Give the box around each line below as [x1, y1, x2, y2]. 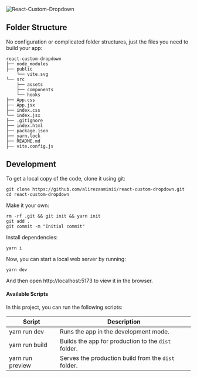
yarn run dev [9, 327, 44, 335]
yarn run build [9, 341, 47, 349]
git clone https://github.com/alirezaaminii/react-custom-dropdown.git [6, 186, 185, 192]
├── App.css [6, 97, 35, 103]
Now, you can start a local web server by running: [6, 255, 126, 262]
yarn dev [6, 266, 28, 273]
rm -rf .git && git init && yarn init [6, 213, 101, 219]
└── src [6, 76, 25, 82]
